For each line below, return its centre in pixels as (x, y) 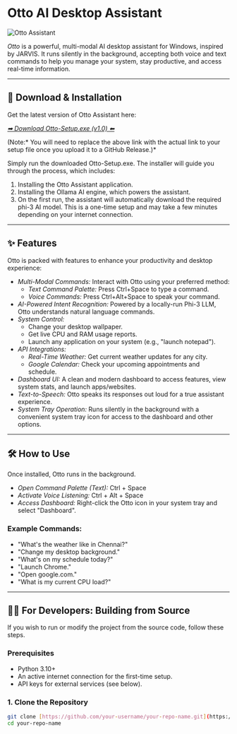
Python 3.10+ (37, 668)
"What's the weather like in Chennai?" (73, 544)
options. (29, 424)
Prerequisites (31, 653)
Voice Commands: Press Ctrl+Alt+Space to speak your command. (124, 296)
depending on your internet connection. (75, 214)
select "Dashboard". (47, 511)
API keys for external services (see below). (80, 684)
